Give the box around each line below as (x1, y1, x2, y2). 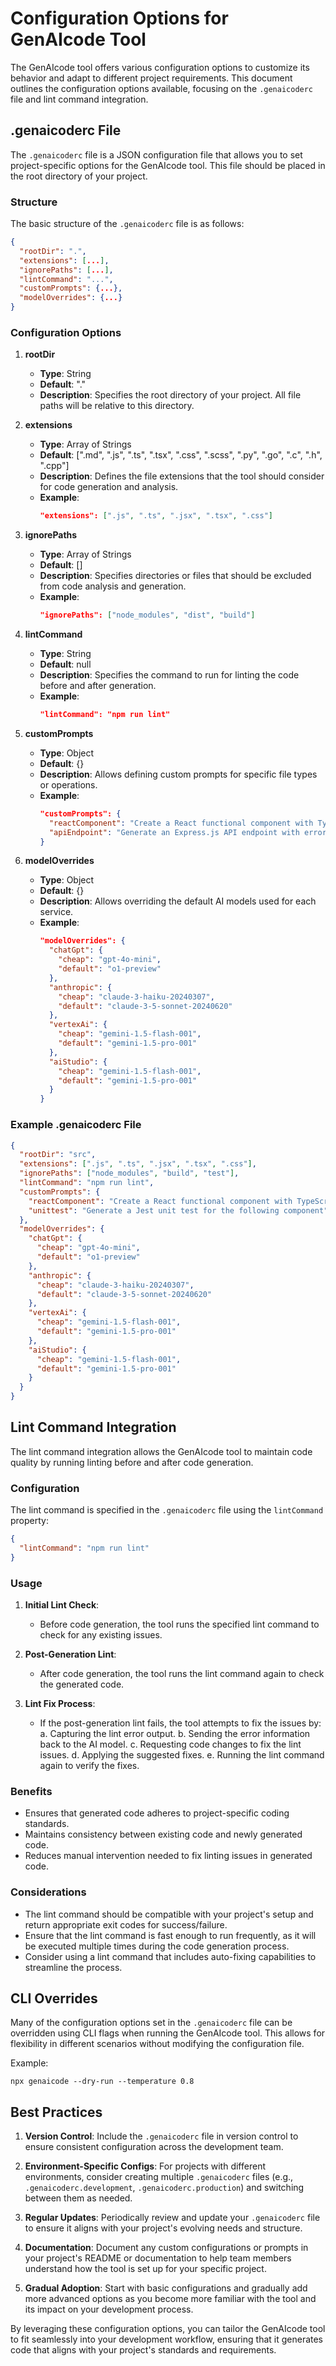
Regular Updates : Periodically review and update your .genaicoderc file (24, 2212, 321, 2224)
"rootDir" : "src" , (19, 1150, 97, 1160)
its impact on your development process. (24, 2303, 194, 2316)
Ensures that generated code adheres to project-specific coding (24, 1807, 290, 1819)
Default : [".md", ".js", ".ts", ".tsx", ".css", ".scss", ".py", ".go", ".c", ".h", (39, 449, 323, 461)
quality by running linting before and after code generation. (10, 1456, 254, 1468)
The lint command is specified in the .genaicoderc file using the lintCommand (10, 1504, 324, 1516)
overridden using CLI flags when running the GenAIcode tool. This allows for (10, 2027, 326, 2039)
